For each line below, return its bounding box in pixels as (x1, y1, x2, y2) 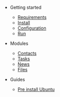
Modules (10, 40, 29, 46)
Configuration (17, 25, 46, 31)
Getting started (10, 5, 42, 10)
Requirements (17, 14, 47, 20)
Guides (10, 77, 25, 82)
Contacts (17, 51, 37, 56)
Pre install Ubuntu (17, 86, 55, 92)
